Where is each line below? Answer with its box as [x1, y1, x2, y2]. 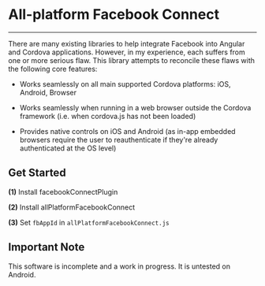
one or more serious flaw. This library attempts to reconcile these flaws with [8, 55, 255, 65]
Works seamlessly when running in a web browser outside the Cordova [19, 102, 252, 112]
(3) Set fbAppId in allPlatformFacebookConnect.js [8, 217, 170, 227]
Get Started [8, 166, 66, 180]
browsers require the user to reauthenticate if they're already [19, 135, 218, 144]
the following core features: [8, 64, 98, 73]
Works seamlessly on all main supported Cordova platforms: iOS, [19, 79, 231, 88]
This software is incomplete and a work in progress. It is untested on [8, 262, 231, 271]
